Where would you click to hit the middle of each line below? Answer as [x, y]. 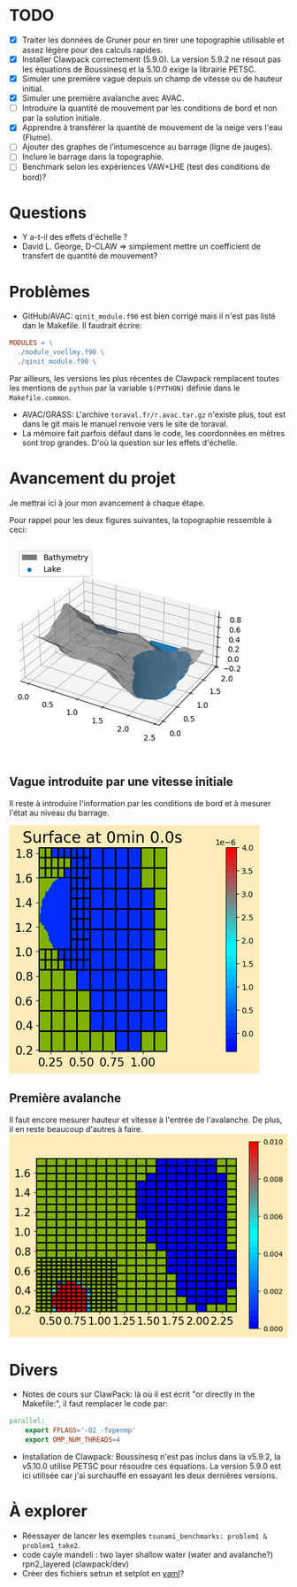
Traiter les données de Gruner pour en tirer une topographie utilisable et [153, 40]
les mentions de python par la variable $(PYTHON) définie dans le [125, 388]
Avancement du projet [92, 478]
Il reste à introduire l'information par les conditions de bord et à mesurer [140, 803]
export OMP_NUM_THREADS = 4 [73, 1440]
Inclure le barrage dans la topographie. [93, 157]
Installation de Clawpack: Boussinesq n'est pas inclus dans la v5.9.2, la [151, 1457]
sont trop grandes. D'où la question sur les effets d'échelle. [130, 443]
